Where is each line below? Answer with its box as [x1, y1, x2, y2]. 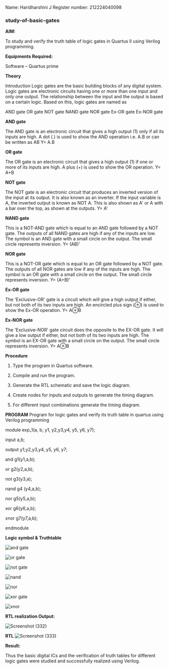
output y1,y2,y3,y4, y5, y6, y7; [5, 447, 68, 453]
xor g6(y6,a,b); [5, 505, 36, 511]
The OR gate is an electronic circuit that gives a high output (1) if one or [5, 159, 153, 165]
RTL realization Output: [5, 613, 55, 619]
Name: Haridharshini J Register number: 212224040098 [5, 5, 122, 10]
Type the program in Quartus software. [12, 363, 94, 369]
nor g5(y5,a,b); [5, 496, 36, 502]
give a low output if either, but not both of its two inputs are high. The [5, 332, 149, 338]
